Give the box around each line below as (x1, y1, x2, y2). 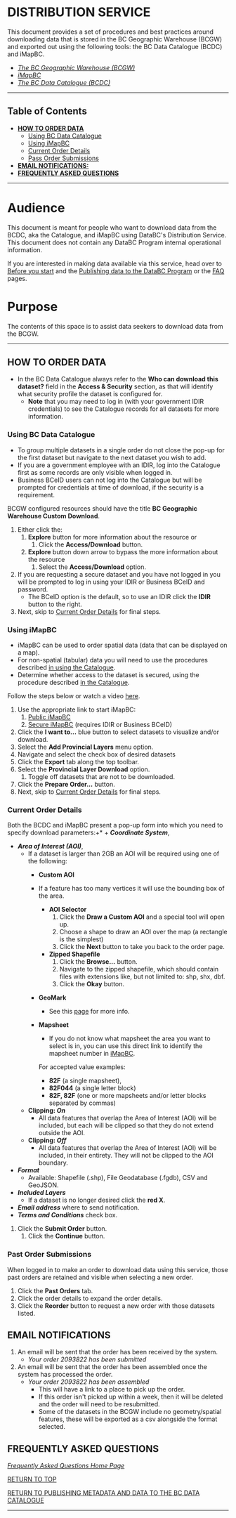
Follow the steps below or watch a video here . (7, 692, 140, 700)
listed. (17, 1309, 36, 1317)
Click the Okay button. (59, 980, 125, 988)
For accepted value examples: (38, 1063, 126, 1071)
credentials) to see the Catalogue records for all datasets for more (27, 405, 220, 413)
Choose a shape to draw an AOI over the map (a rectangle (59, 928, 228, 936)
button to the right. (27, 600, 83, 608)
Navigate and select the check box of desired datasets (17, 750, 176, 759)
